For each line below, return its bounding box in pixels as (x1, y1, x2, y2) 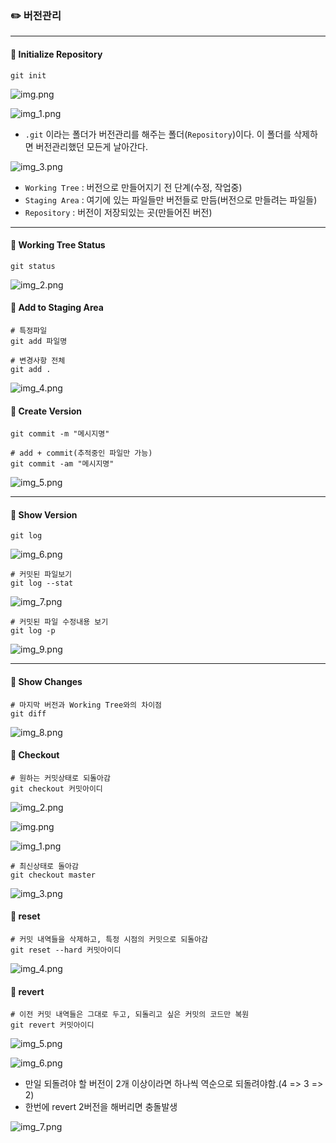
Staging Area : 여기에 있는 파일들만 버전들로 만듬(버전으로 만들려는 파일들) (24, 193, 318, 206)
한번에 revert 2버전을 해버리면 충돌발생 (24, 1101, 178, 1113)
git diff (10, 708, 47, 719)
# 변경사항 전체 (10, 355, 66, 366)
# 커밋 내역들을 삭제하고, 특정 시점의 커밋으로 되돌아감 (10, 934, 209, 944)
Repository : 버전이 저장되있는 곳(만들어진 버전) (24, 206, 213, 218)
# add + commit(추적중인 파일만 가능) (10, 448, 153, 459)
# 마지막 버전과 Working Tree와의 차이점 (10, 700, 163, 710)
